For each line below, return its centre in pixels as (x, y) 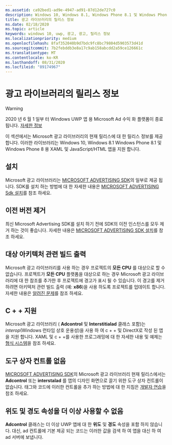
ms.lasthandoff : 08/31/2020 (35, 62)
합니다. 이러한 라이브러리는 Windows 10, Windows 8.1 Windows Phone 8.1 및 (83, 143)
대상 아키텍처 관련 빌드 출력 (46, 254)
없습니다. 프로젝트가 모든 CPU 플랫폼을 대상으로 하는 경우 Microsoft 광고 (78, 274)
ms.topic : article (25, 29)
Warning (14, 108)
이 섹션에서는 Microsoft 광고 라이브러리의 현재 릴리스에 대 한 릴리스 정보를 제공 (84, 137)
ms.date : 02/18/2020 (27, 24)
